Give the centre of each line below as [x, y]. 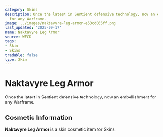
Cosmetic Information [39, 117]
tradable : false [21, 55]
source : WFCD [18, 37]
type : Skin [16, 59]
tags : [10, 41]
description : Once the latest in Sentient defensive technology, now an [80, 14]
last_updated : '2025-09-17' [33, 28]
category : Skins [21, 10]
